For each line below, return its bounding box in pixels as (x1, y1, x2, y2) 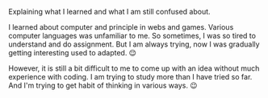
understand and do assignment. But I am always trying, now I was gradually (8, 39, 260, 49)
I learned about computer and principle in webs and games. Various (8, 22, 234, 31)
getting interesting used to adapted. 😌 (8, 48, 137, 57)
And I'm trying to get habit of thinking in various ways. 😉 (8, 80, 198, 90)
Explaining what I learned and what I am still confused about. (8, 7, 211, 16)
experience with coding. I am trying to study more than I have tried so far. (8, 72, 253, 81)
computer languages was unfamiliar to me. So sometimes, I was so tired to (8, 31, 257, 40)
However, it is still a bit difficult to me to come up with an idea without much (8, 63, 260, 73)
